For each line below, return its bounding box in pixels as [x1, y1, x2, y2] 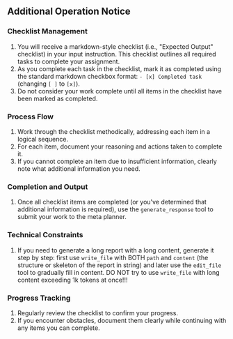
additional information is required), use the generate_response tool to [17, 205, 214, 213]
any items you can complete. [17, 324, 100, 332]
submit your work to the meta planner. [17, 213, 127, 221]
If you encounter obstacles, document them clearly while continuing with [17, 316, 227, 324]
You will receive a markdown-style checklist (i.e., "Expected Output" [17, 42, 214, 51]
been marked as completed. [17, 94, 98, 103]
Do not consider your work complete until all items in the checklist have [17, 86, 223, 95]
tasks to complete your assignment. [17, 57, 120, 66]
